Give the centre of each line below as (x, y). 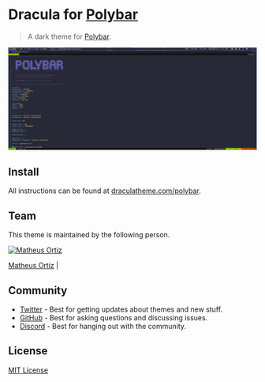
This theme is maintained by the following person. (89, 235)
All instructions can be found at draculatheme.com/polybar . (105, 191)
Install (24, 172)
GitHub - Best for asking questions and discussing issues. (114, 318)
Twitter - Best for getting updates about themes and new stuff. (121, 309)
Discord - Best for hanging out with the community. (103, 327)
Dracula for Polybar (73, 15)
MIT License (28, 370)
